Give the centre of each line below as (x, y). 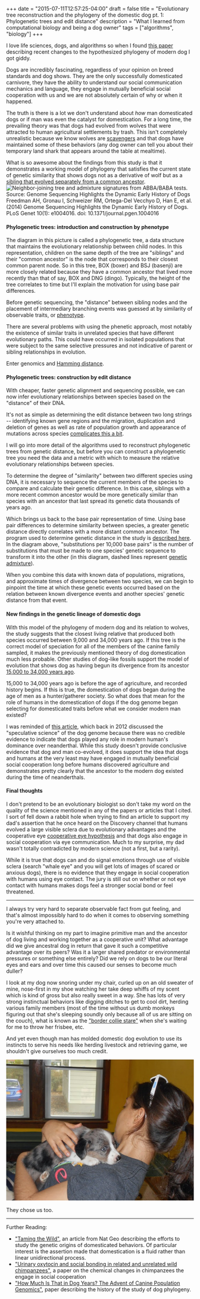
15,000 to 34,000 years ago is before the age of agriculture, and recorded (97, 683)
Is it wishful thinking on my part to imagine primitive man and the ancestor (97, 933)
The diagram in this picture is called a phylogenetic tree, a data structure (95, 240)
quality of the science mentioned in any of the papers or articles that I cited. (99, 810)
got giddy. (18, 58)
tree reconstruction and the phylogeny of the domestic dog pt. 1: (85, 15)
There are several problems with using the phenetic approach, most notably (99, 327)
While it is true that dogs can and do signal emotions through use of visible (98, 860)
